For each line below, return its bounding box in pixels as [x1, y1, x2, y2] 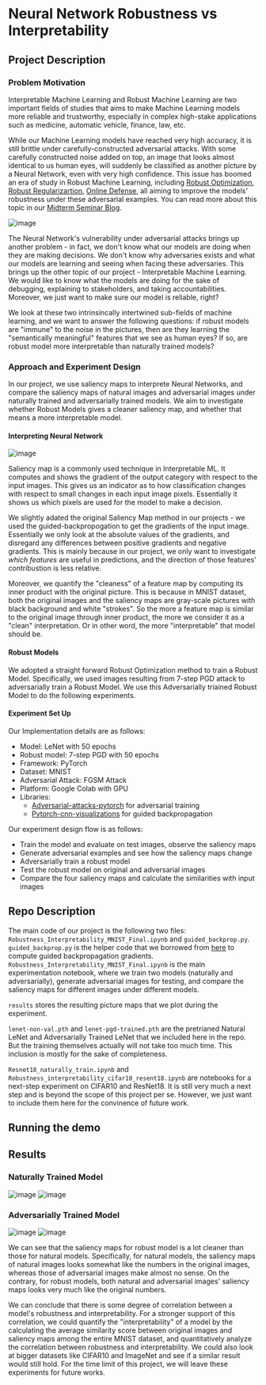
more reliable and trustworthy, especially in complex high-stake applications [8, 112, 257, 121]
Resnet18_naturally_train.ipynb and [8, 1064, 129, 1074]
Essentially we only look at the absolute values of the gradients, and [8, 530, 230, 540]
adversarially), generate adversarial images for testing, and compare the [8, 976, 244, 986]
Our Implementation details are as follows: [8, 726, 146, 735]
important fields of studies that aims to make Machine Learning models [8, 103, 240, 113]
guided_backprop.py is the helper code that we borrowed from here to [8, 942, 235, 952]
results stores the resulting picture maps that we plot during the [8, 1000, 218, 1009]
